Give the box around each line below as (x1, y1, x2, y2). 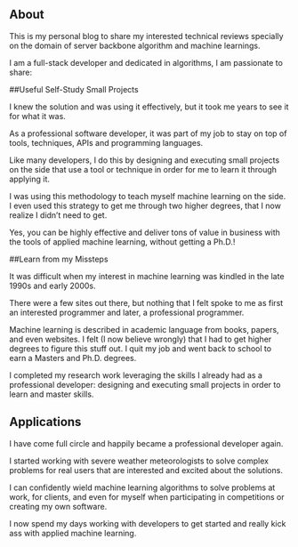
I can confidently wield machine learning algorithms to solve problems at (9, 482, 276, 493)
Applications (9, 414, 82, 430)
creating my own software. (9, 501, 108, 511)
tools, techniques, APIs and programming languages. (9, 137, 204, 148)
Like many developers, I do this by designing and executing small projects (9, 155, 280, 165)
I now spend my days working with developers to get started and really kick (9, 518, 286, 528)
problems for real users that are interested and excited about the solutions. (9, 464, 283, 475)
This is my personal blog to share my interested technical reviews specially (9, 30, 284, 41)
